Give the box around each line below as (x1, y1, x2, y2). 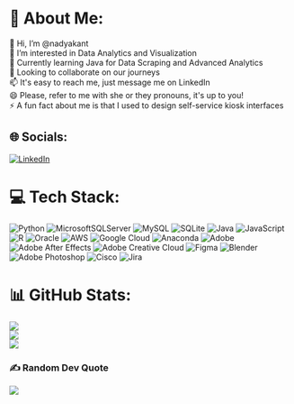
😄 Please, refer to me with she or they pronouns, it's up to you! (9, 89, 245, 100)
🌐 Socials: (9, 130, 68, 145)
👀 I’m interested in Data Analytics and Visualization (9, 47, 198, 58)
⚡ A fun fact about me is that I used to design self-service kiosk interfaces (9, 99, 284, 111)
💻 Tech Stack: (9, 187, 120, 207)
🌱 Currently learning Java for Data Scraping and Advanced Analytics (9, 57, 263, 68)
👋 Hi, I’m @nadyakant (9, 38, 89, 49)
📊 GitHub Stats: (9, 284, 132, 305)
